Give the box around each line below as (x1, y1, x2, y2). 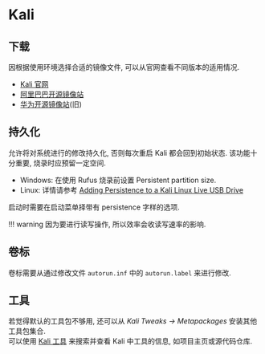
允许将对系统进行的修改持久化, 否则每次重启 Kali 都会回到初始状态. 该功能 (8, 148, 251, 157)
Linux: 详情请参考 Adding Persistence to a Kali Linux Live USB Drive (19, 185, 243, 194)
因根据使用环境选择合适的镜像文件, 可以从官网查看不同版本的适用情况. (8, 63, 240, 71)
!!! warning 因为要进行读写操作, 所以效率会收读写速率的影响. (8, 219, 206, 229)
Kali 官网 (19, 79, 49, 89)
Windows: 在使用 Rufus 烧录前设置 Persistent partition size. (19, 175, 217, 185)
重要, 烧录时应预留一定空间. (14, 158, 107, 168)
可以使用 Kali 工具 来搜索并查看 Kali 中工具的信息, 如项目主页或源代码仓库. (8, 336, 253, 346)
